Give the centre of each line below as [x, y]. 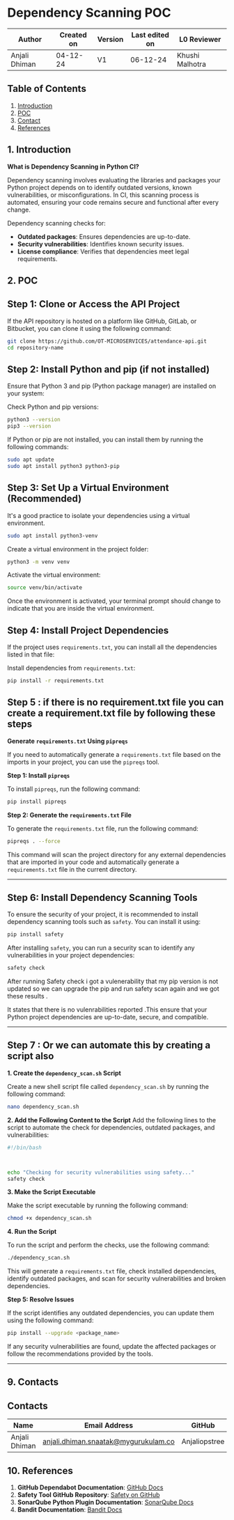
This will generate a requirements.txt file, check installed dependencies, [112, 1271]
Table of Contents [47, 89]
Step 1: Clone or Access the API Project [94, 304]
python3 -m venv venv [39, 562]
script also [31, 1056]
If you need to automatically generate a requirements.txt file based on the [114, 754]
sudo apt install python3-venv [53, 535]
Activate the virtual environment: [54, 575]
